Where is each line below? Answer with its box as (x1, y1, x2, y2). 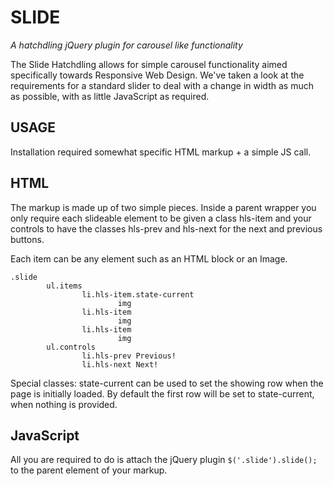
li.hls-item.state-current (81, 289, 195, 300)
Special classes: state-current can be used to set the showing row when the (10, 377, 324, 389)
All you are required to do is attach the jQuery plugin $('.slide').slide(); (10, 454, 318, 466)
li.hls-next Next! (81, 359, 159, 370)
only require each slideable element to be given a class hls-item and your (10, 212, 312, 224)
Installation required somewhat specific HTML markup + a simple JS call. (10, 146, 312, 158)
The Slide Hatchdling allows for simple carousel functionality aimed (10, 58, 288, 70)
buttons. (10, 233, 45, 245)
